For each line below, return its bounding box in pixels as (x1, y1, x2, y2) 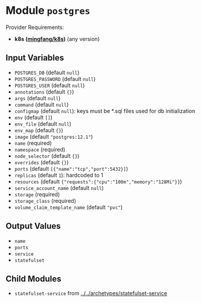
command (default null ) (14, 101, 69, 108)
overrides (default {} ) (14, 158, 69, 166)
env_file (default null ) (14, 120, 72, 127)
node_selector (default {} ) (14, 152, 80, 159)
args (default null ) (14, 94, 61, 101)
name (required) (14, 139, 52, 147)
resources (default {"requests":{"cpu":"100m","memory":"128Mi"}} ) (14, 177, 182, 185)
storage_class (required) (14, 197, 77, 204)
